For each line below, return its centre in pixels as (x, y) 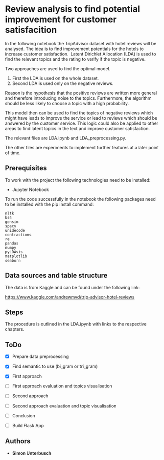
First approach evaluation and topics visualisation (62, 386)
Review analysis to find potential (73, 9)
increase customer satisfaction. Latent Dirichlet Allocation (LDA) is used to (81, 54)
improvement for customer (61, 19)
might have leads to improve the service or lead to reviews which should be (81, 118)
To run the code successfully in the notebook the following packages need (80, 199)
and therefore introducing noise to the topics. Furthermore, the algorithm (78, 98)
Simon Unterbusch (32, 453)
